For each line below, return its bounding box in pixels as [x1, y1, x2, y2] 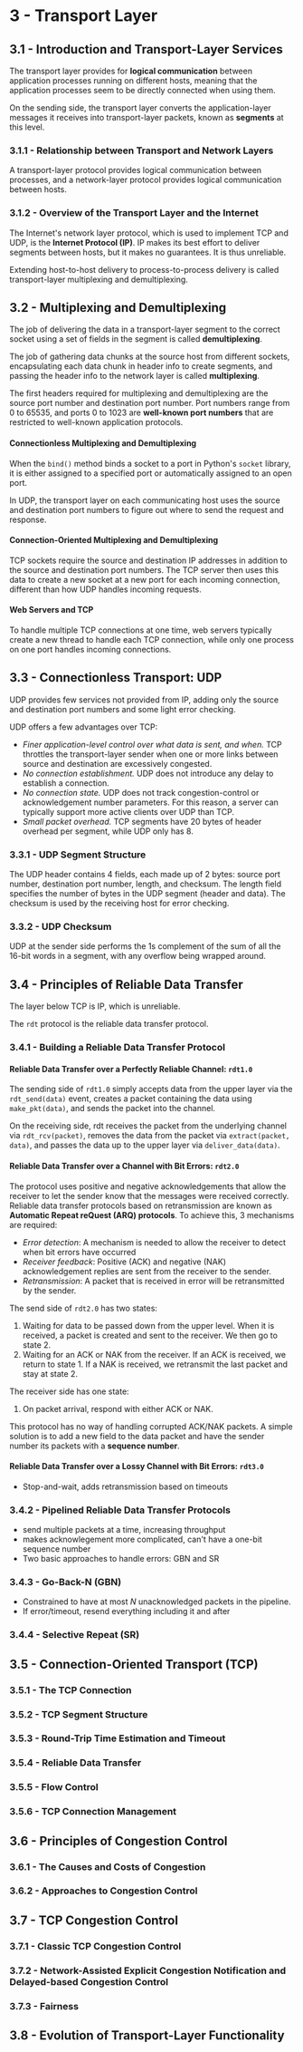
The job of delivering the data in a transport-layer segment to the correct [9, 324, 280, 335]
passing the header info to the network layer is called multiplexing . [9, 371, 260, 382]
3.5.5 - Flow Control [9, 1781, 99, 1794]
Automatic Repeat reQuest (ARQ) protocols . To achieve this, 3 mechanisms [9, 1209, 295, 1220]
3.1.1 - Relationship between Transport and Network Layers [9, 144, 274, 157]
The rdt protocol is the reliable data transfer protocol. [9, 1019, 210, 1030]
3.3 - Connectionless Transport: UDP [9, 670, 223, 685]
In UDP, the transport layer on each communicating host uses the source [9, 495, 280, 506]
